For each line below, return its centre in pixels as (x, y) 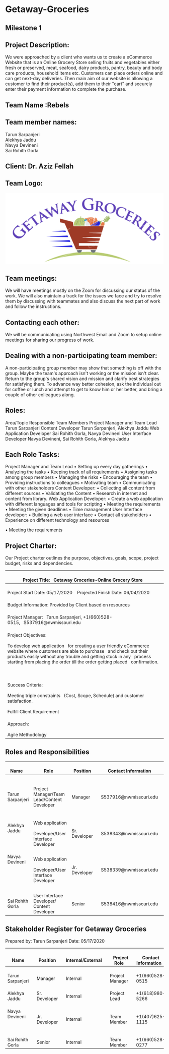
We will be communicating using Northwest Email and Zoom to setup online (83, 334)
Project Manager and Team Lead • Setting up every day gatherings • (76, 467)
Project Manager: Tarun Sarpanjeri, (45, 617)
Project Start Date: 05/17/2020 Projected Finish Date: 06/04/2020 (78, 592)
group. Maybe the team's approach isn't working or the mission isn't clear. (82, 373)
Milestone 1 (23, 28)
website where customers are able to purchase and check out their (78, 651)
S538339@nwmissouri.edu (130, 870)
